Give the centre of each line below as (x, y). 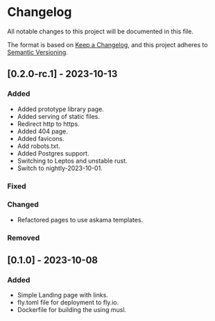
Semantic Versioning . (37, 52)
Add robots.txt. (38, 146)
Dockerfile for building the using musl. (72, 310)
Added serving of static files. (59, 116)
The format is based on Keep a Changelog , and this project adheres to (108, 44)
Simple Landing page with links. (63, 295)
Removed (24, 238)
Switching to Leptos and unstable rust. (72, 160)
